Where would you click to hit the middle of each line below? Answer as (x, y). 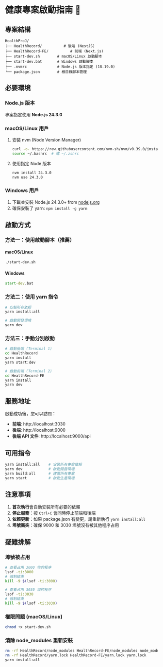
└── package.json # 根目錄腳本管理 (46, 72)
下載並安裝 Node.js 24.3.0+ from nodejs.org (56, 202)
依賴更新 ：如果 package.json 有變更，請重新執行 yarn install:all (79, 519)
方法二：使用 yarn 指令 (32, 297)
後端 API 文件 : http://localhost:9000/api (51, 436)
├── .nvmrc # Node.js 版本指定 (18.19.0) (60, 67)
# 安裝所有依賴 (18, 307)
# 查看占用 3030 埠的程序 (28, 590)
